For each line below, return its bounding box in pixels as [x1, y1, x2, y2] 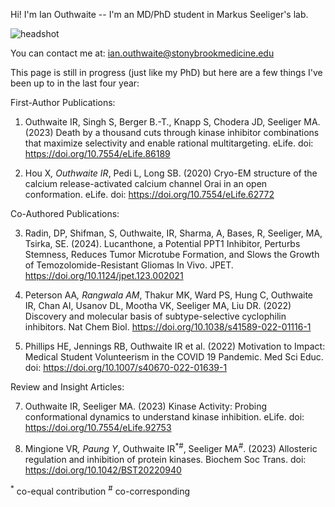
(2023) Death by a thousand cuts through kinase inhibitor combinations [24, 127, 320, 138]
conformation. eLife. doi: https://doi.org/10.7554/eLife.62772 [24, 189, 275, 200]
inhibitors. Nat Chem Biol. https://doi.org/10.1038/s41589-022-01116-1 [24, 321, 312, 333]
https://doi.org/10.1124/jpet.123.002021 [24, 270, 184, 281]
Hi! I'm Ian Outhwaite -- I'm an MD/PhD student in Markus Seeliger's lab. [10, 9, 309, 20]
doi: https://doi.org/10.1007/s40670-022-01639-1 [24, 362, 228, 373]
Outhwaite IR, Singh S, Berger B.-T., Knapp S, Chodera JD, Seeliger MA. [24, 116, 321, 128]
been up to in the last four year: [10, 77, 140, 89]
